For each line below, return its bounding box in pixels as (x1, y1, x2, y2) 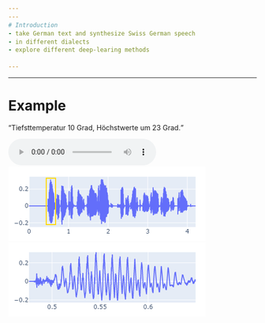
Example (8, 97, 66, 115)
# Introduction (8, 21, 58, 29)
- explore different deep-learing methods (8, 46, 150, 54)
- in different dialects (8, 38, 90, 46)
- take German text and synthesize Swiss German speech (8, 29, 196, 37)
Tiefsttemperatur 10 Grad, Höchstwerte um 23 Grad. (11, 122, 181, 132)
